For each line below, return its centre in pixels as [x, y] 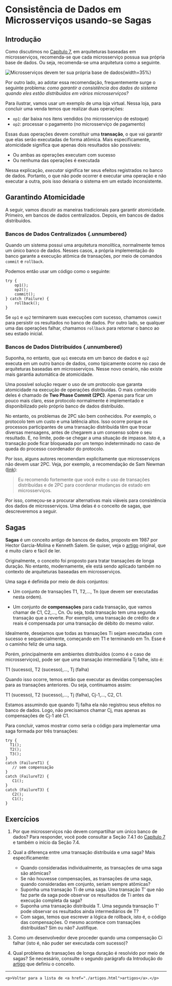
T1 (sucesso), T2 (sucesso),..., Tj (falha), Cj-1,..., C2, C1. [64, 695]
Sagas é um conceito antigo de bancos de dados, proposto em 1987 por [81, 540]
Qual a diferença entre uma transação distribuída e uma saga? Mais [84, 853]
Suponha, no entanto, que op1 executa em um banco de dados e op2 [77, 358]
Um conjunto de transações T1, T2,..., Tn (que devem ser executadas [85, 592]
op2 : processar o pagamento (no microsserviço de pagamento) [79, 124]
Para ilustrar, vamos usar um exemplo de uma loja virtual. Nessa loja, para [83, 103]
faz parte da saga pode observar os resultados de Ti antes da [85, 895]
